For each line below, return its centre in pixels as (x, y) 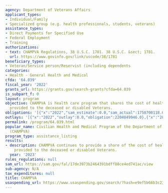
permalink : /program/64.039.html (40, 122)
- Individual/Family (27, 19)
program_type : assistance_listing (41, 136)
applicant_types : (23, 15)
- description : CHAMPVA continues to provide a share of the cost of (79, 146)
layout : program (22, 99)
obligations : (19, 113)
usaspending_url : (23, 183)
